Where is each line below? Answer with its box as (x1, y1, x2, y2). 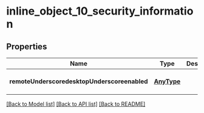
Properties (6, 41, 47, 52)
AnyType (154, 77, 181, 86)
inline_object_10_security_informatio (6, 4, 194, 18)
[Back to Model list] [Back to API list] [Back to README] (6, 100, 146, 108)
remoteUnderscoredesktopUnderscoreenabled (9, 77, 148, 86)
